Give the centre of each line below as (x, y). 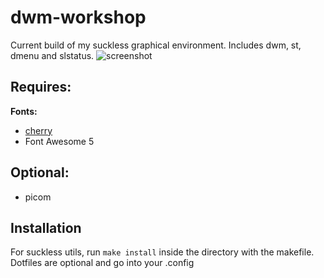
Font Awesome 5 (59, 141)
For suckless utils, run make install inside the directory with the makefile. (162, 252)
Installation (46, 227)
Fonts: (24, 111)
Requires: (41, 87)
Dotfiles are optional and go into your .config (102, 263)
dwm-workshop (78, 17)
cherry (38, 130)
